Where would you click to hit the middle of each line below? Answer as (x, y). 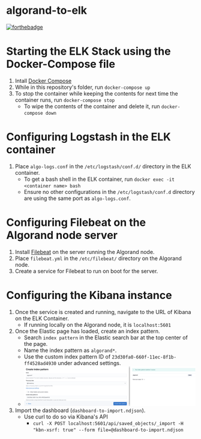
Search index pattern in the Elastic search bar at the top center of (106, 338)
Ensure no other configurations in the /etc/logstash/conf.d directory (109, 192)
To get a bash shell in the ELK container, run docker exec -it (99, 179)
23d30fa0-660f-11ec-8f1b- (144, 357)
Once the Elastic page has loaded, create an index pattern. (87, 331)
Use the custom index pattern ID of (67, 356)
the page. (36, 344)
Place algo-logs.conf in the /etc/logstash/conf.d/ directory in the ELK (103, 166)
